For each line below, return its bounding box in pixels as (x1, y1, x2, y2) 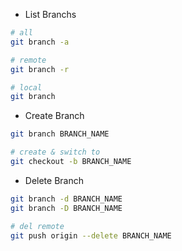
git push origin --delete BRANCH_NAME (10, 230, 172, 241)
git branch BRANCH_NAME (10, 129, 110, 139)
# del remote (10, 221, 65, 231)
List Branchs (24, 9, 77, 20)
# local (10, 82, 43, 93)
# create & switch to (10, 147, 101, 158)
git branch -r (10, 64, 70, 74)
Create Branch (24, 110, 85, 122)
